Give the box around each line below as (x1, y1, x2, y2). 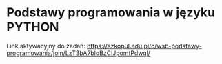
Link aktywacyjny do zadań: (6, 42, 85, 50)
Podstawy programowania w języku (6, 5, 215, 20)
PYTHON (6, 19, 59, 35)
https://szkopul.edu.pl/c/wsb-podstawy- (86, 42, 203, 50)
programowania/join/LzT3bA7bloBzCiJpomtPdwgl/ (6, 49, 151, 57)
